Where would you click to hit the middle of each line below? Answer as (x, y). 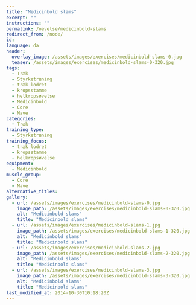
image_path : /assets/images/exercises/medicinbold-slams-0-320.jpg (103, 208)
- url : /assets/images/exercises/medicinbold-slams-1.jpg (86, 225)
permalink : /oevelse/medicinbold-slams (56, 29)
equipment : (20, 164)
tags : (13, 68)
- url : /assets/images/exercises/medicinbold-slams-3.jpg (86, 270)
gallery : (17, 197)
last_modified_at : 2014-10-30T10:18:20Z (58, 293)
